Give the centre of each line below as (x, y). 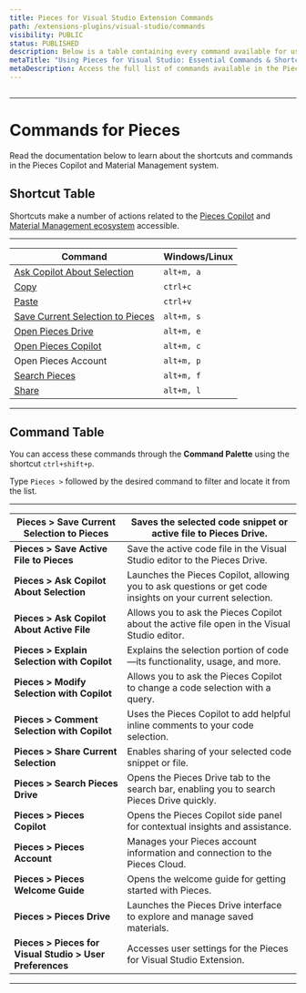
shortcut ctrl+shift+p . (52, 464)
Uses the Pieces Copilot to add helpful (209, 714)
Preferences (41, 966)
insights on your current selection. (200, 598)
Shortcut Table (52, 194)
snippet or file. (158, 763)
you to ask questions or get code (197, 587)
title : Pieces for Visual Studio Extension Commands (112, 18)
